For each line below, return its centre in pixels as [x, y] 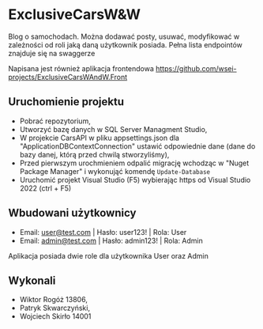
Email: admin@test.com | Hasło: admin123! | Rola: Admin [111, 240]
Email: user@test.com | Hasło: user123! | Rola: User [103, 232]
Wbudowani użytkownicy [72, 213]
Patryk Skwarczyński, [55, 308]
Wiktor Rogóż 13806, [54, 300]
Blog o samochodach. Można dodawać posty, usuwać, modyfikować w [124, 36]
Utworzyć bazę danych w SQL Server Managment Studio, [113, 129]
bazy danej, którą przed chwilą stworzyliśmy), [94, 154]
